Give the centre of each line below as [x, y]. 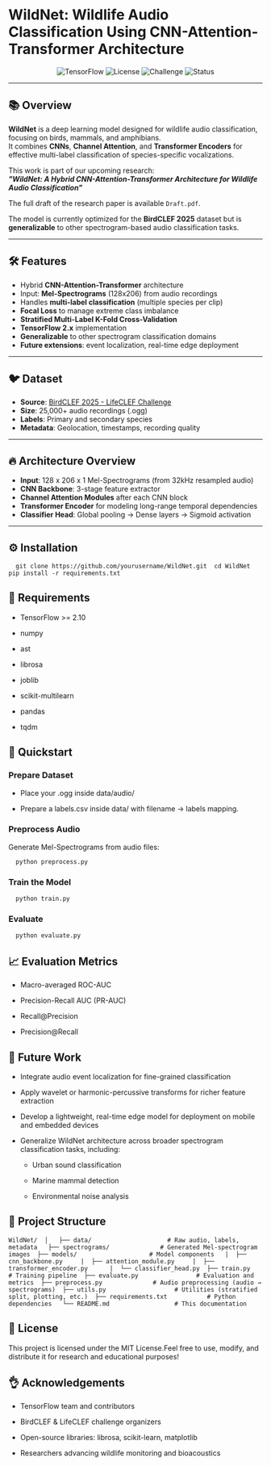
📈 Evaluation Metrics [63, 961]
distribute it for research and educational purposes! [94, 1356]
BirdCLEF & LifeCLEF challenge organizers [90, 1422]
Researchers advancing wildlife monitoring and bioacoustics [120, 1453]
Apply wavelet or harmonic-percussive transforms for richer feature [133, 1092]
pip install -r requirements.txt [65, 573]
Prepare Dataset [41, 775]
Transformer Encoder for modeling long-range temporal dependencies [139, 506]
